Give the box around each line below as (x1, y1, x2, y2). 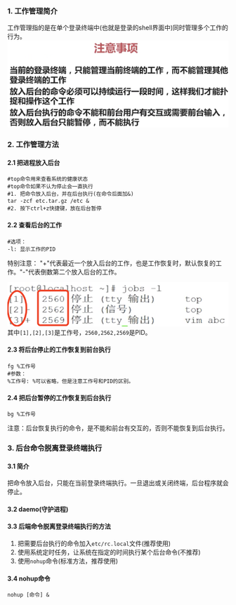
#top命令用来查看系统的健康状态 (7, 175, 88, 183)
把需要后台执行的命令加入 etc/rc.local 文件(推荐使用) (17, 539, 171, 548)
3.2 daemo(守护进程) (7, 505, 69, 513)
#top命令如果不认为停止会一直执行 (7, 183, 93, 190)
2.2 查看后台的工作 (7, 221, 62, 230)
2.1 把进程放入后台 (7, 158, 60, 166)
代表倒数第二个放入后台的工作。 (27, 267, 121, 276)
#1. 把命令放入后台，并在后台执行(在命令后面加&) (7, 191, 134, 198)
